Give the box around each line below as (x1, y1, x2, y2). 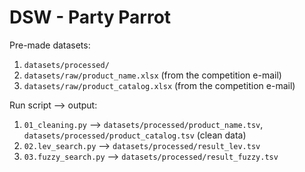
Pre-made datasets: (9, 39, 91, 51)
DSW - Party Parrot (9, 6, 172, 29)
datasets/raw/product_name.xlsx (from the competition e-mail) (23, 69, 282, 81)
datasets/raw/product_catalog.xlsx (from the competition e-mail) (23, 79, 296, 91)
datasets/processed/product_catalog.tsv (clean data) (23, 129, 247, 141)
